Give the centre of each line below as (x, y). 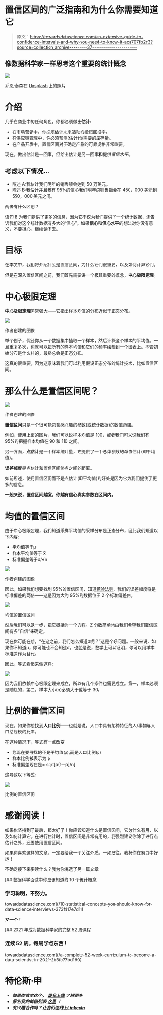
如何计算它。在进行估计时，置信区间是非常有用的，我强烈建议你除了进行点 (83, 836)
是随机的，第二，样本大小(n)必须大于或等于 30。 (54, 690)
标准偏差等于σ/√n (30, 559)
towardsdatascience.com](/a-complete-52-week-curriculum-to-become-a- (81, 955)
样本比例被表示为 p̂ (31, 758)
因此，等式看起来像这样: (29, 664)
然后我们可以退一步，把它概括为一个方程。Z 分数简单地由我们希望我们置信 (79, 625)
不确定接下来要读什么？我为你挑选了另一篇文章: (53, 869)
